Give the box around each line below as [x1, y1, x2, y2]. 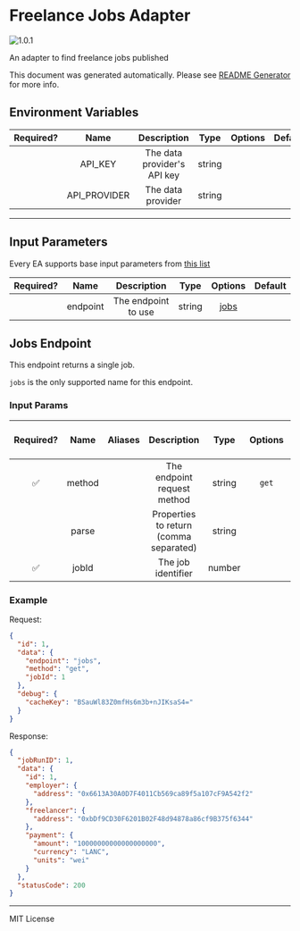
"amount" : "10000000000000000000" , [32, 839, 166, 849]
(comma [155, 530, 192, 542]
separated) [150, 541, 198, 554]
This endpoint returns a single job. [9, 359, 136, 371]
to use [128, 306, 154, 318]
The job [157, 556, 190, 568]
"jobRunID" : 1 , [17, 756, 74, 765]
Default [254, 279, 287, 291]
